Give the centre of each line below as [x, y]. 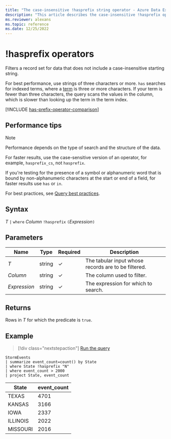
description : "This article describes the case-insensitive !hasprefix [83, 15]
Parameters [24, 238]
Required [69, 252]
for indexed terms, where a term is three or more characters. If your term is [84, 89]
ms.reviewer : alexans [28, 19]
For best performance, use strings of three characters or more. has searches [85, 83]
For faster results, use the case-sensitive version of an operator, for [76, 157]
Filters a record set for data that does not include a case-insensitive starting [85, 68]
